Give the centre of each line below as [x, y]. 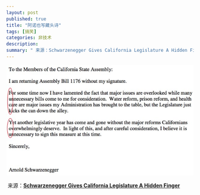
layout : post [22, 13]
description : [22, 44]
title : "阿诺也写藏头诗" [34, 25]
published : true [26, 19]
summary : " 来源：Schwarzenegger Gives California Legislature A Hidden [97, 51]
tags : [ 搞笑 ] [21, 32]
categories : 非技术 [29, 38]
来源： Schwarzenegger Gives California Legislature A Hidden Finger [94, 185]
